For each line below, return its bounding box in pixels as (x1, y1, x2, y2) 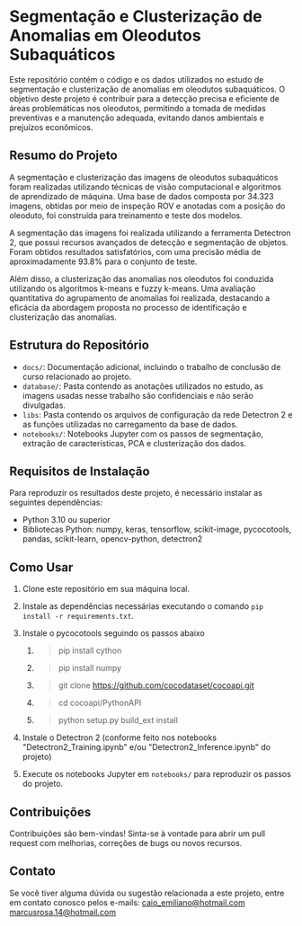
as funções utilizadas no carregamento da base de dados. (22, 419, 238, 429)
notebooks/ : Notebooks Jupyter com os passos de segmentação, (22, 428, 263, 439)
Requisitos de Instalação (9, 463, 150, 479)
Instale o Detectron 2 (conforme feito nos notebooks (22, 732, 218, 743)
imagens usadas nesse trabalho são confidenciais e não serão (22, 390, 253, 401)
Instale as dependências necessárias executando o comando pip (22, 601, 263, 612)
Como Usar (9, 560, 74, 575)
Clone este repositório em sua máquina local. (22, 584, 191, 595)
